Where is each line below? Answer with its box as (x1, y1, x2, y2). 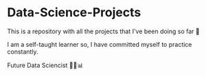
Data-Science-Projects (7, 5, 141, 20)
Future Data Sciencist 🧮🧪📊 (7, 61, 84, 69)
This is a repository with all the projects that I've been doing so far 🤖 (7, 27, 201, 35)
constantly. (7, 47, 39, 56)
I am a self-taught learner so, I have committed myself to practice (7, 40, 192, 48)
